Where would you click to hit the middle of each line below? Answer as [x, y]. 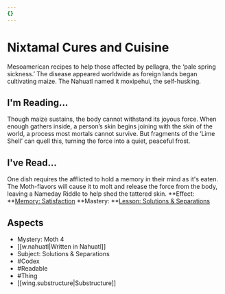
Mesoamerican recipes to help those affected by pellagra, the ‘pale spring [111, 67]
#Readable [32, 268]
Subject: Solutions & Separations [63, 254]
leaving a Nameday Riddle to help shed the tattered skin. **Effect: [101, 194]
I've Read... [32, 162]
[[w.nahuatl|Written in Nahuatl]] [61, 247]
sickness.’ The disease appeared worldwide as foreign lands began [102, 73]
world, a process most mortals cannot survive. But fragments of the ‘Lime [111, 134]
